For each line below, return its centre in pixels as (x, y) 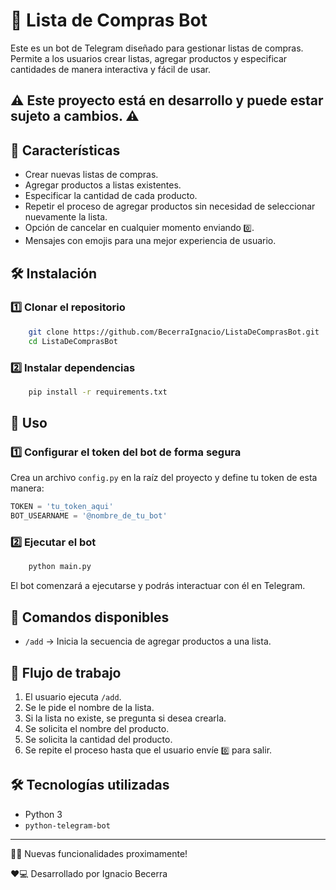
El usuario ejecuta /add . (73, 696)
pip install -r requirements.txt (98, 392)
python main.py (60, 567)
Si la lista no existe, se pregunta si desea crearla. (125, 718)
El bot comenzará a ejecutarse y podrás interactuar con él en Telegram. (158, 586)
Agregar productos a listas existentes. (103, 185)
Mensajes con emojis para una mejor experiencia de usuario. (150, 241)
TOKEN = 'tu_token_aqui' (62, 507)
